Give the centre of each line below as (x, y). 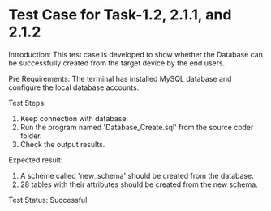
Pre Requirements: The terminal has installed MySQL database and (120, 78)
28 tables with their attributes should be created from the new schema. (139, 184)
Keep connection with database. (74, 118)
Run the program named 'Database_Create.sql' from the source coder (137, 127)
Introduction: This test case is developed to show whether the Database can (136, 54)
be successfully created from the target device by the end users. (117, 63)
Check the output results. (62, 144)
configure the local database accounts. (74, 87)
